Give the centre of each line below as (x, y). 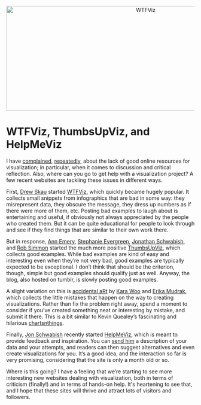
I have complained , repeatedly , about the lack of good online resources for (98, 161)
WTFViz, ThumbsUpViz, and (78, 132)
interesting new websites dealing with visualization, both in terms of (90, 377)
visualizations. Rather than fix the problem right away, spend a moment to (97, 304)
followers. (19, 397)
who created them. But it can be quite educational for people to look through (100, 223)
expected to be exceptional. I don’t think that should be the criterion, (90, 267)
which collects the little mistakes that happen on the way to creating (90, 297)
